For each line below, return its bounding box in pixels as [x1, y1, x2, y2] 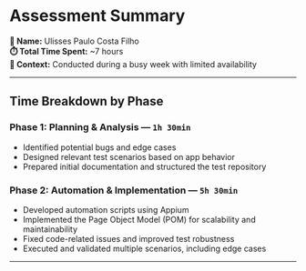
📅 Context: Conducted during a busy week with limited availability [9, 58, 258, 69]
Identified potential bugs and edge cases [22, 142, 177, 153]
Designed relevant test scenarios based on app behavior [22, 151, 235, 162]
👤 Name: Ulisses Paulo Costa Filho [9, 35, 139, 46]
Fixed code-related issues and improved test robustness [22, 233, 235, 244]
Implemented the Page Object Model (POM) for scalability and [22, 214, 257, 225]
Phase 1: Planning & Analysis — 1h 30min [9, 121, 191, 134]
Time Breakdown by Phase [9, 94, 164, 109]
